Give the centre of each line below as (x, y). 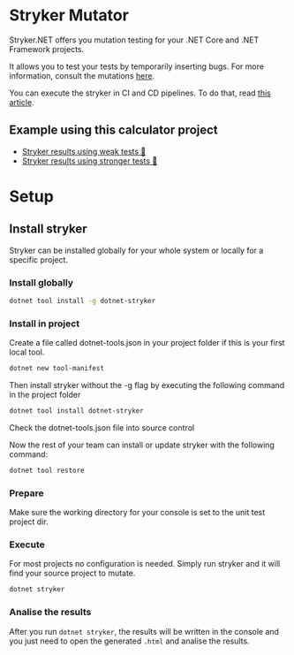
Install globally (41, 282)
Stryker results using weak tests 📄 (84, 151)
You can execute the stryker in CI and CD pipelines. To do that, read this (140, 93)
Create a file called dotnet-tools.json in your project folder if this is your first (147, 343)
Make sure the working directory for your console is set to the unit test (137, 513)
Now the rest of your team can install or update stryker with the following (142, 445)
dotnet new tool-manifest (57, 369)
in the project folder (45, 395)
